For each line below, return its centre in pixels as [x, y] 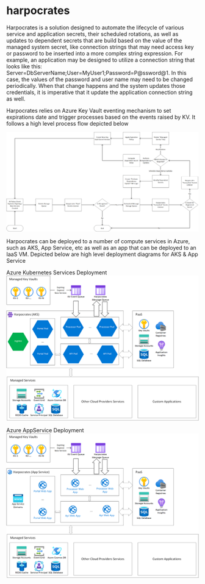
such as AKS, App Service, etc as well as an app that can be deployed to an [101, 248]
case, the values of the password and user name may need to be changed [100, 79]
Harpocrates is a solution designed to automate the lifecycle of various [95, 27]
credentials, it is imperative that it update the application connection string [100, 92]
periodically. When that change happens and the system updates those [96, 85]
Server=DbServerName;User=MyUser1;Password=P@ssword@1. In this [97, 73]
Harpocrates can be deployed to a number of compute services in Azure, [98, 241]
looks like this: [24, 66]
